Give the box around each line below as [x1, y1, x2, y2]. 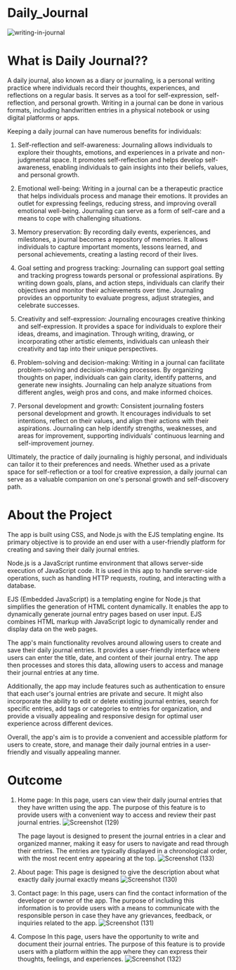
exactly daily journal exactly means [17, 875, 119, 884]
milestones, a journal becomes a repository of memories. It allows [17, 235, 209, 243]
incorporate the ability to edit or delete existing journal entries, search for [7, 697, 219, 705]
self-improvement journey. [17, 439, 95, 447]
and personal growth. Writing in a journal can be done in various [38, 98, 224, 107]
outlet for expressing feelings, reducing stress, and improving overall [17, 199, 216, 207]
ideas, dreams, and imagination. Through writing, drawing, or [17, 329, 195, 338]
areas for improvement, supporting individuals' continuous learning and [17, 431, 225, 440]
